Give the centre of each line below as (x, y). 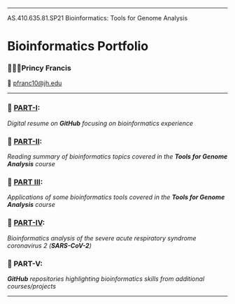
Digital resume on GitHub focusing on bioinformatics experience (100, 123)
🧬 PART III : (25, 182)
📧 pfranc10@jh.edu (35, 83)
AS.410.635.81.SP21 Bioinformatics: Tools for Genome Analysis (98, 18)
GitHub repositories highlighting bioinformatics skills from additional (106, 278)
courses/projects (32, 286)
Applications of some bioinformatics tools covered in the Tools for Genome (116, 197)
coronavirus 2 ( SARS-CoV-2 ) (50, 245)
